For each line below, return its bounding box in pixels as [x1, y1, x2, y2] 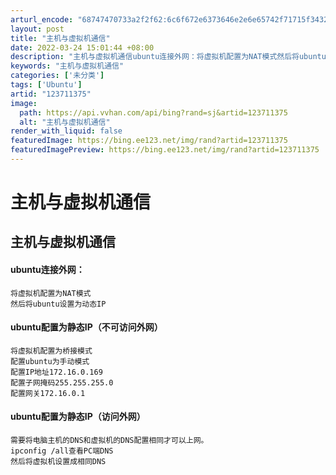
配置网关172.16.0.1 [10, 388, 86, 398]
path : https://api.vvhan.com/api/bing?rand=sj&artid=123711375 [19, 107, 288, 118]
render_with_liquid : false [10, 126, 123, 136]
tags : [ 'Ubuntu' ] [10, 80, 83, 90]
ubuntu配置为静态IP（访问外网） [10, 411, 146, 423]
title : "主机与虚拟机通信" [10, 33, 111, 43]
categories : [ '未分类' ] [10, 71, 105, 81]
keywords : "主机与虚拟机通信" [10, 61, 125, 71]
